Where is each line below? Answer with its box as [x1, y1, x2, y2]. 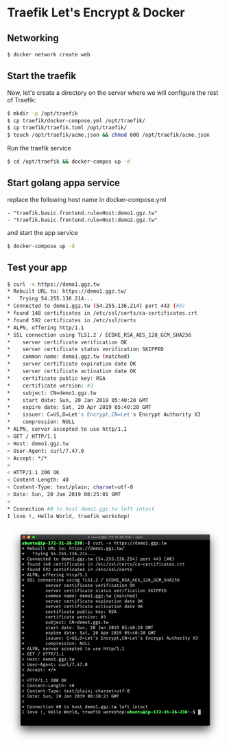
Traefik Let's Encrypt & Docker [7, 5, 185, 21]
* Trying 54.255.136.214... [7, 295, 94, 302]
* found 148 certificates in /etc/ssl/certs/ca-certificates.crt [7, 310, 197, 317]
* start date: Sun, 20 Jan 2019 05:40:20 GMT [7, 396, 149, 403]
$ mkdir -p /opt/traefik [7, 110, 78, 117]
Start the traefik [7, 70, 77, 82]
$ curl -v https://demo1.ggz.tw [7, 280, 99, 288]
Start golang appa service [7, 177, 121, 189]
